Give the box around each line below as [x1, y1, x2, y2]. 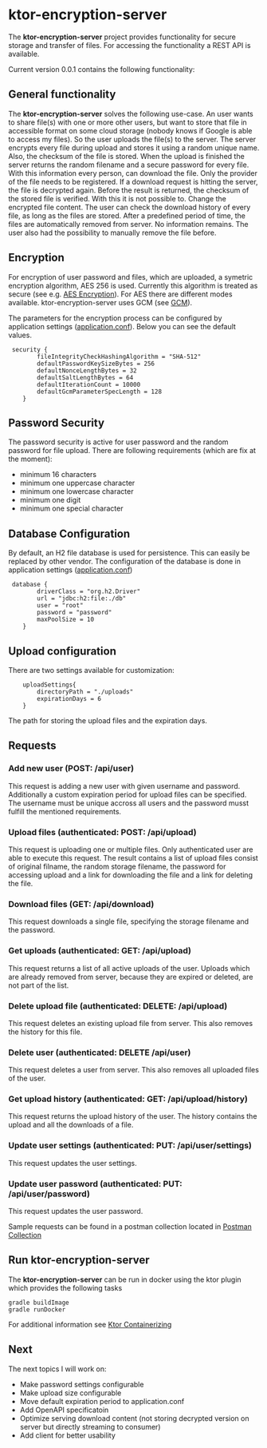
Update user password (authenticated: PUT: [8, 1178, 183, 1189]
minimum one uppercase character [19, 478, 135, 488]
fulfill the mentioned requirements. [8, 806, 122, 816]
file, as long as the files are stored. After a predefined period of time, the [8, 210, 245, 221]
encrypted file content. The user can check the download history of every [8, 202, 251, 212]
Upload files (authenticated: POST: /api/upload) [8, 826, 197, 837]
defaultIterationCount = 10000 [37, 380, 141, 388]
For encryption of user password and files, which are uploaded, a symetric [8, 272, 253, 281]
